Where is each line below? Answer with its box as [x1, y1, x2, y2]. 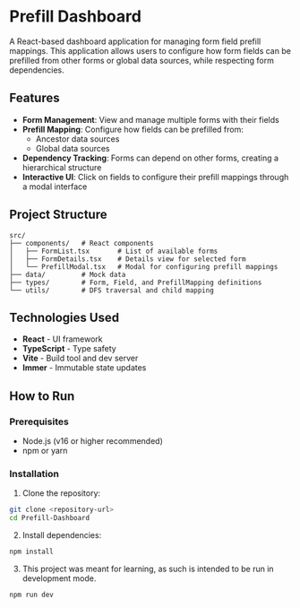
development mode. [21, 572, 97, 584]
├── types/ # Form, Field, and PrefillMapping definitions [9, 278, 262, 287]
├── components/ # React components [9, 239, 154, 248]
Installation [9, 467, 60, 480]
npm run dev [9, 590, 54, 599]
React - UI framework [21, 334, 103, 344]
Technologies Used [9, 309, 119, 325]
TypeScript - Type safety [21, 343, 116, 354]
